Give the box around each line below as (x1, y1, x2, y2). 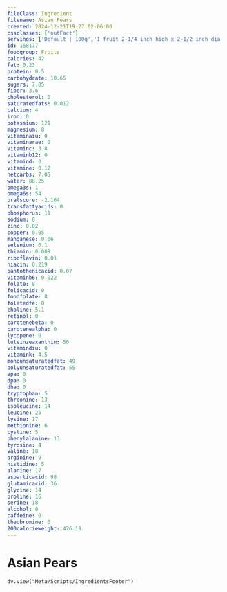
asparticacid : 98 (7, 474, 57, 481)
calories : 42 (7, 55, 45, 62)
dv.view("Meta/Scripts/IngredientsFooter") (7, 577, 135, 585)
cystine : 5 (7, 429, 39, 436)
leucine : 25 (7, 409, 41, 416)
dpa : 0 (7, 377, 26, 384)
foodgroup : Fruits (7, 49, 60, 56)
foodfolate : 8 (7, 294, 48, 301)
